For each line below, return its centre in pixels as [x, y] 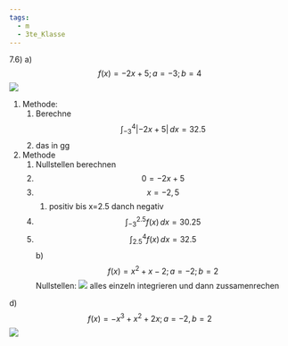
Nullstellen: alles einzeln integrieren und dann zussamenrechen [157, 286]
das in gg [53, 145]
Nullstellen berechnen [76, 164]
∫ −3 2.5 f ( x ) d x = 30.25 [163, 222]
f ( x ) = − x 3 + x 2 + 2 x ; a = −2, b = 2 [150, 318]
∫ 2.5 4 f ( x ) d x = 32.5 [163, 240]
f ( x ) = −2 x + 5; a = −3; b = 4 [150, 73]
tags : [19, 17]
